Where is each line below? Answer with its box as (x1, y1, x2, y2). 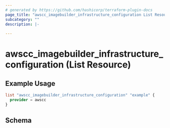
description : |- (5, 21, 39, 27)
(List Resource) (65, 59, 132, 71)
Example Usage (5, 79, 56, 88)
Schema (5, 116, 32, 125)
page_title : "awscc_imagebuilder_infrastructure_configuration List (5, 12, 153, 17)
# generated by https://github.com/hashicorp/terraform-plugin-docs (5, 7, 153, 13)
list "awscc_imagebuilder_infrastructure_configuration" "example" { (5, 92, 155, 98)
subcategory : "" (5, 17, 39, 22)
